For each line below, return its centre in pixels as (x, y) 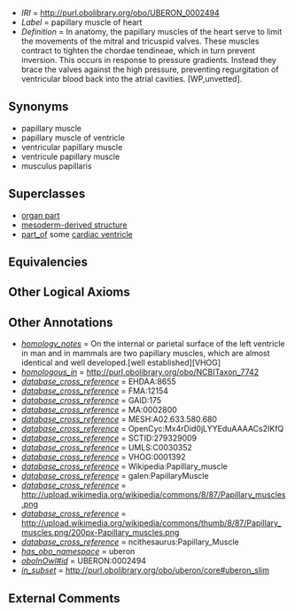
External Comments (64, 598)
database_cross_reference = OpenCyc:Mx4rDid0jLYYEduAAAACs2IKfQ (152, 429)
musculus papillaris (56, 166)
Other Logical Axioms (69, 292)
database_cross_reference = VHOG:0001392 (103, 457)
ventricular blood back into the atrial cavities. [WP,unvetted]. (132, 79)
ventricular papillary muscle (72, 147)
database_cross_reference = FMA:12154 (95, 391)
